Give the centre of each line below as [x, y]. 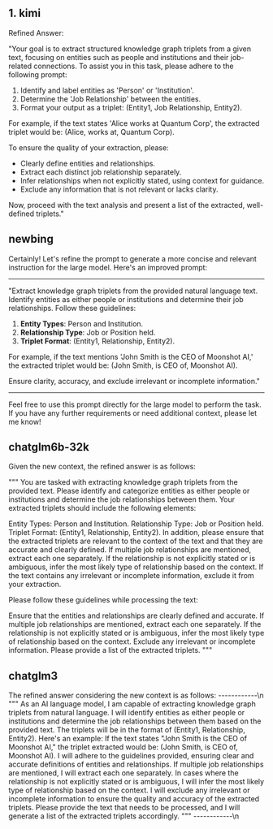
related [20, 66]
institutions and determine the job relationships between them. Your [122, 499]
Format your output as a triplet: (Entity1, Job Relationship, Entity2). [131, 107]
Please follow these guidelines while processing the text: [104, 600]
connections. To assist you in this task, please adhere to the [134, 66]
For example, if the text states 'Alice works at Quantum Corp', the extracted [134, 123]
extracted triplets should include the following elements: [102, 508]
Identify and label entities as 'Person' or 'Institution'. [107, 90]
